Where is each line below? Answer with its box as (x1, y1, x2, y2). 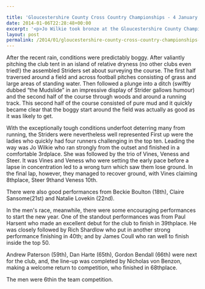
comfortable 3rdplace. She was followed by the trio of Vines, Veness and (6, 151, 190, 158)
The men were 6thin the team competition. (6, 276, 113, 283)
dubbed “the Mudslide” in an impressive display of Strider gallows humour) (6, 86, 195, 94)
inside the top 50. (6, 239, 51, 247)
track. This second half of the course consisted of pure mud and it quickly (6, 99, 192, 107)
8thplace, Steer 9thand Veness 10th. (6, 176, 98, 184)
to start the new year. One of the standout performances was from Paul (6, 213, 186, 220)
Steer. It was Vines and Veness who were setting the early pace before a (6, 157, 189, 164)
